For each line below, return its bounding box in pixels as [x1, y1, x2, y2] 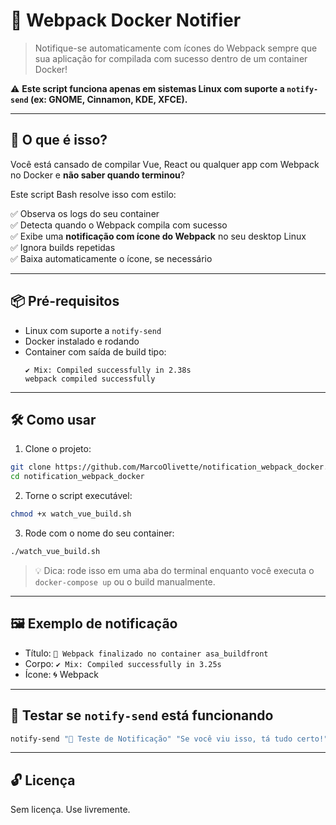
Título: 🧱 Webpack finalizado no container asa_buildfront [24, 647, 269, 659]
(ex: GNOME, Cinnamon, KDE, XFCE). [29, 93, 188, 105]
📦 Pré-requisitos [10, 293, 120, 310]
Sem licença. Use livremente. [10, 804, 131, 816]
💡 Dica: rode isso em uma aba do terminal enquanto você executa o [34, 564, 315, 576]
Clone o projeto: [24, 443, 92, 455]
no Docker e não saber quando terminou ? [10, 169, 185, 181]
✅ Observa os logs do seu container [10, 207, 160, 219]
